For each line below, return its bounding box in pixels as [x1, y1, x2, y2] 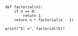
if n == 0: [14, 9, 37, 14]
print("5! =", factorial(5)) [5, 26, 65, 31]
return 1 [23, 13, 41, 18]
